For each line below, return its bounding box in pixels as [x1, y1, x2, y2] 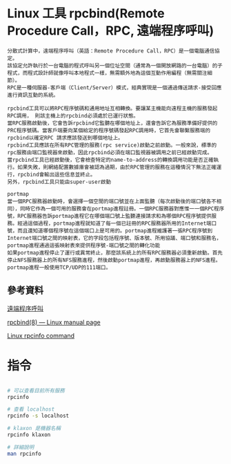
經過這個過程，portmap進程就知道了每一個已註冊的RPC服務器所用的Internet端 [17, 220, 212, 227]
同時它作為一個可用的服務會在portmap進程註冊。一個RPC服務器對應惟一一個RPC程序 [19, 205, 225, 212]
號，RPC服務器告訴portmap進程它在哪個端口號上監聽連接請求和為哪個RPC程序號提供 [7, 212, 212, 219]
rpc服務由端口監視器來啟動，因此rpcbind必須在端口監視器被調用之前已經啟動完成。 [7, 149, 212, 156]
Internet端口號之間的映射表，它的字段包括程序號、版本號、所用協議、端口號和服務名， [7, 234, 222, 241]
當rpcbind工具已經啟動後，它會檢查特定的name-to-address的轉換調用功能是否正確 [7, 156, 214, 163]
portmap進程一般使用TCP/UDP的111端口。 [7, 263, 112, 271]
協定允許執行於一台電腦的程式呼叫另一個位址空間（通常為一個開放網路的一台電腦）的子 [12, 62, 223, 69]
